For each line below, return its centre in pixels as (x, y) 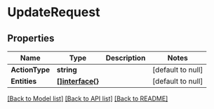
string (67, 70)
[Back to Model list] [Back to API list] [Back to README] (88, 98)
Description (126, 58)
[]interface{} (78, 81)
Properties (31, 38)
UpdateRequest (54, 12)
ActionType (31, 70)
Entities (24, 81)
